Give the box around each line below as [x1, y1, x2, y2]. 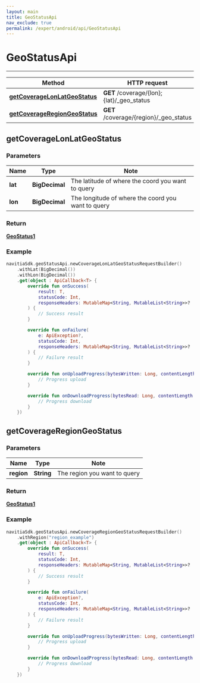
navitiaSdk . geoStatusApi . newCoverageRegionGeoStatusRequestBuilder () [6, 529, 183, 535]
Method [42, 79, 65, 87]
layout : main [6, 8, 39, 15]
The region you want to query [57, 469, 140, 478]
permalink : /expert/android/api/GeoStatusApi [6, 25, 121, 32]
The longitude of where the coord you [70, 194, 177, 202]
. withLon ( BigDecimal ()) [17, 272, 76, 278]
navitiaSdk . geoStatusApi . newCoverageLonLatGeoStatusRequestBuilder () [6, 261, 183, 267]
